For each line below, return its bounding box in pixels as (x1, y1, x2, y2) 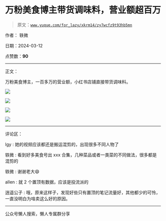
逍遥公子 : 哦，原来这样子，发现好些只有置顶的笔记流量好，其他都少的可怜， (5, 189, 161, 195)
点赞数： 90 (5, 53, 29, 59)
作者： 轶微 (5, 32, 28, 38)
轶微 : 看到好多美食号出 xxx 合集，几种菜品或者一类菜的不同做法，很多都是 (5, 151, 157, 158)
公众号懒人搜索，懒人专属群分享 (5, 211, 70, 217)
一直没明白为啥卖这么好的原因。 (5, 195, 70, 201)
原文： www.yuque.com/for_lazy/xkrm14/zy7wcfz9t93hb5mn (17, 22, 132, 28)
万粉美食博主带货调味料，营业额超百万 (5, 4, 162, 16)
